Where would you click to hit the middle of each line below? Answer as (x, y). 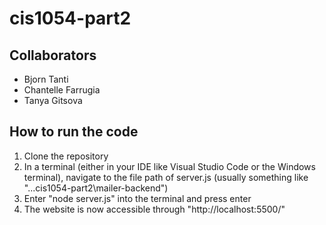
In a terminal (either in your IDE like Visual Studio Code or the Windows (169, 166)
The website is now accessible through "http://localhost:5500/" (154, 209)
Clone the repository (66, 156)
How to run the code (74, 132)
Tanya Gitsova (53, 100)
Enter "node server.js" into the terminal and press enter (137, 198)
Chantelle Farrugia (62, 90)
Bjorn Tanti (46, 79)
